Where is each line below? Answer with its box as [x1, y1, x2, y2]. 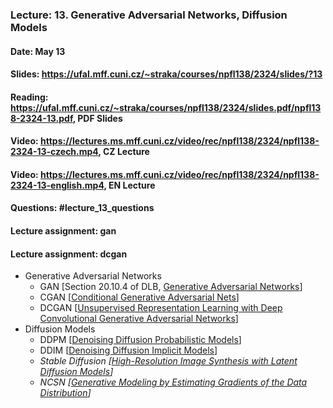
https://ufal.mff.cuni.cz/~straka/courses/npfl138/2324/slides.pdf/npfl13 [10, 101, 322, 113]
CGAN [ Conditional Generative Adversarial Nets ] [39, 291, 240, 303]
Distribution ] [39, 387, 92, 399]
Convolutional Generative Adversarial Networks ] [39, 313, 239, 325]
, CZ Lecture [98, 146, 150, 158]
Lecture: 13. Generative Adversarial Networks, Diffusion [10, 8, 288, 22]
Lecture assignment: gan [10, 225, 117, 237]
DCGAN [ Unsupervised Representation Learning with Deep [39, 302, 283, 314]
